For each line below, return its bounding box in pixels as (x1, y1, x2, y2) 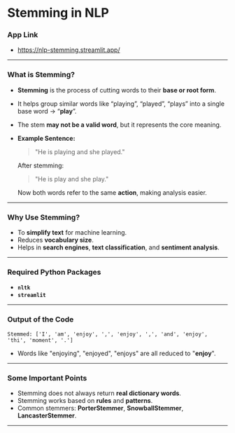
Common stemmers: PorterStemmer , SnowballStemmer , (17, 404, 184, 412)
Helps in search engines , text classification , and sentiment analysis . (17, 243, 220, 252)
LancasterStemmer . (17, 411, 77, 420)
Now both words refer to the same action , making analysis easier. (17, 188, 208, 197)
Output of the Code (7, 315, 74, 324)
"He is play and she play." (34, 174, 109, 183)
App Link (7, 30, 38, 40)
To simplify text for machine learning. (17, 228, 127, 237)
